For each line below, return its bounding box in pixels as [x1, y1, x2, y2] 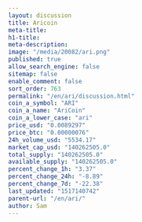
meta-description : [8, 41, 68, 49]
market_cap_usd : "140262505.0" [8, 143, 111, 151]
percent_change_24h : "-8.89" [8, 172, 104, 181]
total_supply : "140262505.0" [8, 150, 104, 158]
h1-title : [8, 33, 41, 42]
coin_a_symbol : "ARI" [8, 99, 79, 107]
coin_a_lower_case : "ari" [8, 114, 93, 122]
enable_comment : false [8, 77, 82, 85]
